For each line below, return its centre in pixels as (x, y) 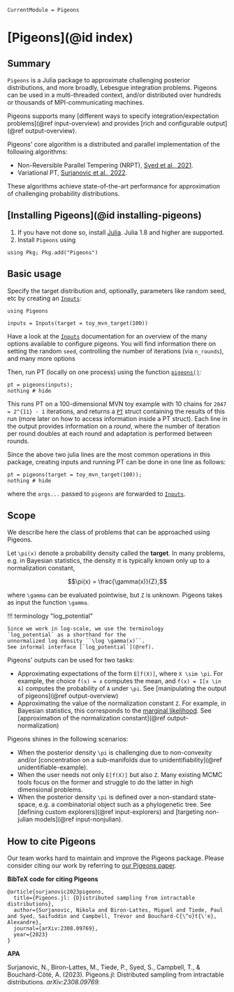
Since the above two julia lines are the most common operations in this (109, 454)
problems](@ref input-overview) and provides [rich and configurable (106, 123)
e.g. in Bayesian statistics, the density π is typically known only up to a (109, 561)
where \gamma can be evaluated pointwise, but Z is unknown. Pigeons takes (115, 595)
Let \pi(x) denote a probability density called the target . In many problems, (116, 553)
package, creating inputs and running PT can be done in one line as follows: (116, 461)
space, (27, 805)
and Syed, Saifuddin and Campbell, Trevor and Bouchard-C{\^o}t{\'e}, (112, 917)
